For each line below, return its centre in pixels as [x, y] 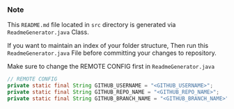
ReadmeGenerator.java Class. [48, 32]
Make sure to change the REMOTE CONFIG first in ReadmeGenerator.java [111, 67]
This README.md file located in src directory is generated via [92, 25]
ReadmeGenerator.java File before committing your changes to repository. [112, 53]
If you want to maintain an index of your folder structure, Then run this [108, 46]
